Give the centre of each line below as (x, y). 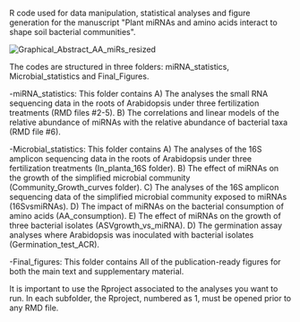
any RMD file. (34, 308)
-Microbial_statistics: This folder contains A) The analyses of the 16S (136, 149)
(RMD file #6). (35, 132)
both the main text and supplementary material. (97, 271)
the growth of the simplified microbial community (100, 178)
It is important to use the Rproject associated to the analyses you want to (144, 289)
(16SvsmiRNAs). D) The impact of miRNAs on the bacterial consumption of (147, 206)
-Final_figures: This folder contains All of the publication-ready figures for (145, 262)
